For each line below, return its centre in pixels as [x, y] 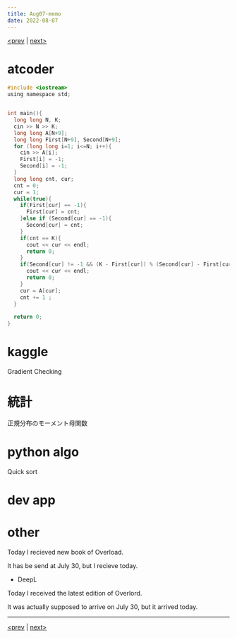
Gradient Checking [35, 371]
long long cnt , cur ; [44, 179]
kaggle [28, 352]
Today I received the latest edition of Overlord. [75, 593]
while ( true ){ [33, 199]
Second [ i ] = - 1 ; [44, 166]
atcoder [31, 69]
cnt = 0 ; [26, 185]
